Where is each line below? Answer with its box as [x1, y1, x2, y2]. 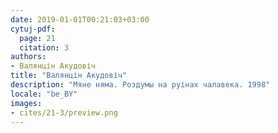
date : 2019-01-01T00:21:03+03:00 [10, 14, 150, 25]
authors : [10, 52, 47, 62]
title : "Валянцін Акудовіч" [10, 71, 128, 81]
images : [10, 98, 43, 108]
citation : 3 [19, 42, 70, 53]
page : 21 [19, 33, 56, 43]
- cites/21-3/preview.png [10, 107, 118, 118]
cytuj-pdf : [10, 24, 56, 34]
